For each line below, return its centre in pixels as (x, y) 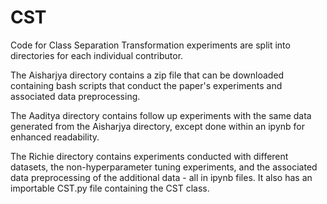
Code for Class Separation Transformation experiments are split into (150, 45)
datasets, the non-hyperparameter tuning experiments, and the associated (164, 167)
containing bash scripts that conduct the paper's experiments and (146, 85)
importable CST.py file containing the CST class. (110, 188)
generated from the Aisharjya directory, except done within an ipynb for (157, 126)
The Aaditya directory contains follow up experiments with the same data (161, 115)
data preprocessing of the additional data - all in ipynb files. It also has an (161, 177)
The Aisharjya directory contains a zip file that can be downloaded (147, 75)
